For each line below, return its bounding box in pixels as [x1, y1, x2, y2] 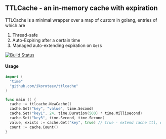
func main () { [5, 97, 37, 102]
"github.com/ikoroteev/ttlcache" [9, 84, 79, 89]
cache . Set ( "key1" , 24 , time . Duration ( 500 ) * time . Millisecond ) [9, 111, 143, 116]
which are [5, 22, 26, 28]
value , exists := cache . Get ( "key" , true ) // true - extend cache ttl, [9, 120, 158, 125]
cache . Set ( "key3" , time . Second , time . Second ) [9, 116, 105, 121]
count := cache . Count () [9, 125, 58, 130]
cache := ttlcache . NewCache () [9, 101, 72, 107]
